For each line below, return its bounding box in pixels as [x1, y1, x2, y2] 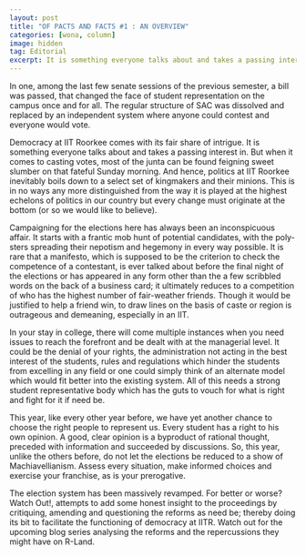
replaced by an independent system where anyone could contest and [9, 110, 270, 120]
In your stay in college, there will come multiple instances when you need [9, 327, 285, 338]
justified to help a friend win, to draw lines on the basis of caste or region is [9, 299, 292, 310]
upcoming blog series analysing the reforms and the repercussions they [9, 527, 280, 537]
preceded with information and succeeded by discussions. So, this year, [9, 441, 280, 451]
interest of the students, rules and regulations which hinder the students [9, 356, 280, 367]
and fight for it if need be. [9, 395, 106, 405]
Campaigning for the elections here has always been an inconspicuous [9, 222, 276, 233]
